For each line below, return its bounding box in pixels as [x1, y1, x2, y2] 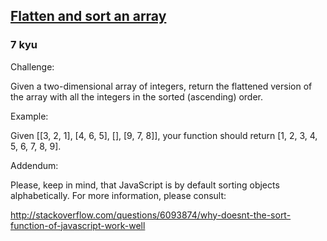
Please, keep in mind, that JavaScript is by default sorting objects [10, 179, 280, 191]
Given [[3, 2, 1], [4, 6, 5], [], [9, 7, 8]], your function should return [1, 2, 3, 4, [10, 129, 318, 141]
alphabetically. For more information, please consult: [10, 189, 227, 201]
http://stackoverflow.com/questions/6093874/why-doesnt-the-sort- [10, 209, 292, 221]
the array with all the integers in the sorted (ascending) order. [10, 90, 264, 103]
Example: [10, 110, 49, 122]
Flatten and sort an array [10, 8, 167, 25]
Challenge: [10, 60, 55, 73]
